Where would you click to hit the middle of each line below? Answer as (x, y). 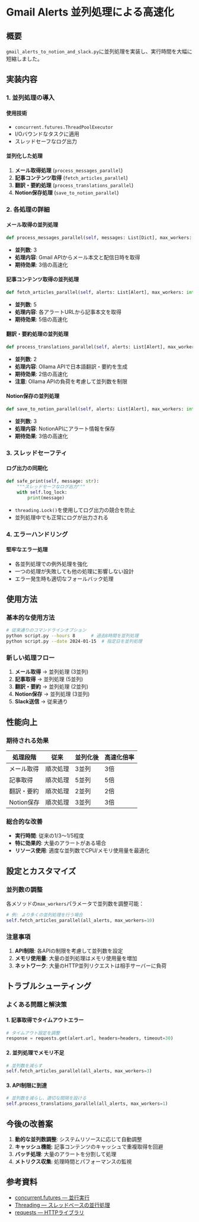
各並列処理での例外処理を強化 (51, 564)
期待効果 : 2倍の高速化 (41, 374)
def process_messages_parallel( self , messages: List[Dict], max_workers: (99, 238)
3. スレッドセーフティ (37, 453)
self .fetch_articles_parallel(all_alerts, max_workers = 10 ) (81, 920)
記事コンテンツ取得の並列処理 (42, 279)
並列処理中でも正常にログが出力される (61, 517)
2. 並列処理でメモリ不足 (35, 1053)
